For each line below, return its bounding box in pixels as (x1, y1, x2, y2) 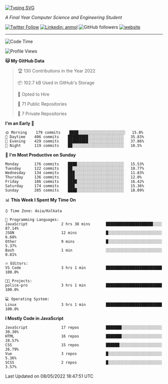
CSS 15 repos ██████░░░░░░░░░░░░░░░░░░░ (5, 342, 162, 347)
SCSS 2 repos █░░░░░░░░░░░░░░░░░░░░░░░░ (5, 360, 162, 365)
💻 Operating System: (5, 296, 50, 301)
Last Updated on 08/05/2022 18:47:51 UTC (5, 373, 94, 379)
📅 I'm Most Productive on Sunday (5, 152, 76, 157)
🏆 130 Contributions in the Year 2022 (17, 68, 96, 73)
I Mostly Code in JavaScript (5, 315, 64, 321)
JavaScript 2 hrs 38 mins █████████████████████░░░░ (5, 221, 162, 226)
